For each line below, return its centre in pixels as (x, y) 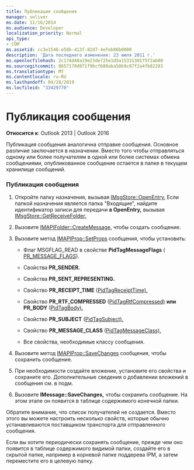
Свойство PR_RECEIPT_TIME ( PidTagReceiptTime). (85, 290)
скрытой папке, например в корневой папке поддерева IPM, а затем (92, 455)
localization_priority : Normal (44, 33)
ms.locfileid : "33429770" (37, 88)
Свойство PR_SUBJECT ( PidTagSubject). (73, 319)
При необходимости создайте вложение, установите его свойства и (100, 371)
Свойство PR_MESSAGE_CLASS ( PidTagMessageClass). (92, 331)
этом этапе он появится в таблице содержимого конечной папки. (97, 401)
